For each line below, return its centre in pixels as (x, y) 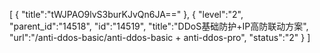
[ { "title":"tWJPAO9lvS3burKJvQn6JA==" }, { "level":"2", (126, 14)
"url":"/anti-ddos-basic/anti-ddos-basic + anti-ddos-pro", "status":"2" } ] (160, 37)
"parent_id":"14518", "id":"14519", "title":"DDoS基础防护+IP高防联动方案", (159, 26)
